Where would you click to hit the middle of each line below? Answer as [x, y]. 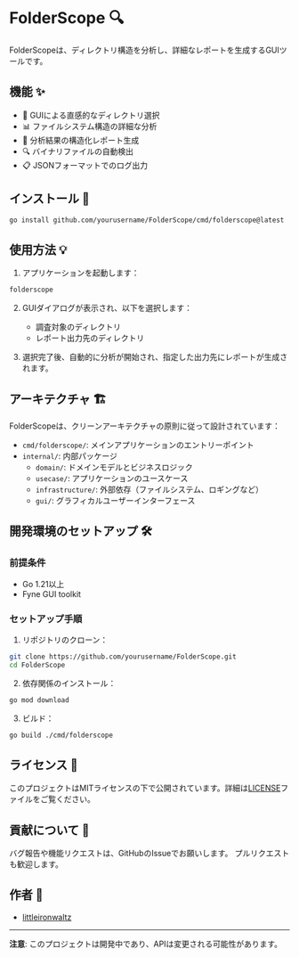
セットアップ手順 [46, 618]
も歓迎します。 [36, 864]
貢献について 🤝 [50, 830]
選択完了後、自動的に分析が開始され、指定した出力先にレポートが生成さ [154, 357]
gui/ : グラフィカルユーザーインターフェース [115, 500]
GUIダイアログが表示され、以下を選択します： [107, 308]
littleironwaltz [47, 917]
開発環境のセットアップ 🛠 [81, 532]
